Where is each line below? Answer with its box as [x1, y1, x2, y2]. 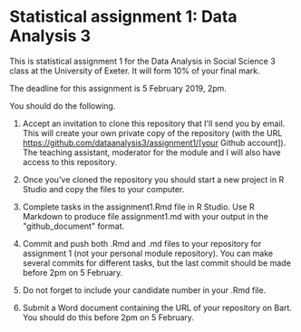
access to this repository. [22, 156, 118, 167]
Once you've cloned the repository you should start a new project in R [22, 174, 285, 185]
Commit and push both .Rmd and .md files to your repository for [22, 238, 262, 249]
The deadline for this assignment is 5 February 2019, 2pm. [9, 83, 227, 93]
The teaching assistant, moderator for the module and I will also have [22, 147, 281, 158]
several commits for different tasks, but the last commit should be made [22, 257, 292, 269]
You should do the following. [9, 100, 116, 111]
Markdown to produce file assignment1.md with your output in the [22, 210, 269, 221]
